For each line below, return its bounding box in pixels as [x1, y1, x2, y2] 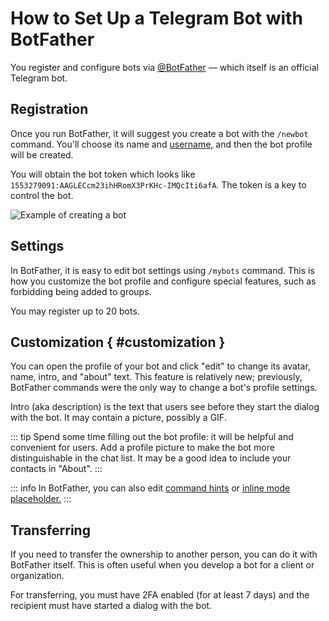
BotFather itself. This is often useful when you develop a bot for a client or [10, 559, 315, 571]
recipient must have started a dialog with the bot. [10, 600, 213, 612]
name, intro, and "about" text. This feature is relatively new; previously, [10, 371, 303, 383]
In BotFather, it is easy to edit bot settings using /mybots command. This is [10, 264, 315, 276]
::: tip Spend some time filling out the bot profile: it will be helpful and [10, 431, 294, 443]
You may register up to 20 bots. [10, 305, 140, 317]
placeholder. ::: [10, 493, 72, 505]
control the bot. [10, 189, 74, 201]
